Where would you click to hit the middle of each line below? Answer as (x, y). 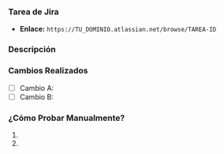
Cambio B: (36, 96)
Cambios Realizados (48, 71)
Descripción (32, 50)
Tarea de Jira (34, 12)
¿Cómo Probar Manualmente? (67, 118)
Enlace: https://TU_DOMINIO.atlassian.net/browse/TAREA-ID (118, 29)
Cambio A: (37, 88)
